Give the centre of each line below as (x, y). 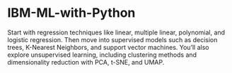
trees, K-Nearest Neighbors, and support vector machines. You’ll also (108, 47)
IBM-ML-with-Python (71, 13)
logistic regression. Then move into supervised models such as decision (112, 39)
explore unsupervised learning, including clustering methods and (102, 55)
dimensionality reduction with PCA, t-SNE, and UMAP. (86, 62)
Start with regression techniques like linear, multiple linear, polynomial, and (116, 32)
